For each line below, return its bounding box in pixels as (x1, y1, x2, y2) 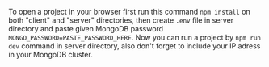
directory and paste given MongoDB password (8, 24, 164, 33)
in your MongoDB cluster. (8, 50, 93, 59)
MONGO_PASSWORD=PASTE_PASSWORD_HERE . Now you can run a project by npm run (8, 32, 261, 42)
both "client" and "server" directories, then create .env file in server (8, 15, 234, 25)
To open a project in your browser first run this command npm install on (8, 7, 250, 16)
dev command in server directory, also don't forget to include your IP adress (8, 41, 261, 51)
